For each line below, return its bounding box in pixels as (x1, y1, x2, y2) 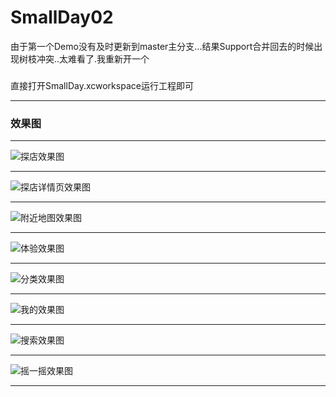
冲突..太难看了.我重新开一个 (36, 52, 150, 65)
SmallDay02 (10, 6, 114, 29)
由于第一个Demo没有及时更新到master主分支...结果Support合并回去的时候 (10, 40, 315, 52)
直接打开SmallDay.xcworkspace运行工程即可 (10, 79, 194, 91)
